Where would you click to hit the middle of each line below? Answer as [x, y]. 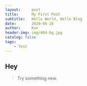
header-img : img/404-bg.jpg [34, 33]
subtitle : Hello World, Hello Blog [44, 19]
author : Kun [22, 28]
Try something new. [37, 78]
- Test [21, 46]
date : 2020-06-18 [29, 23]
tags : [11, 42]
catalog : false [21, 38]
